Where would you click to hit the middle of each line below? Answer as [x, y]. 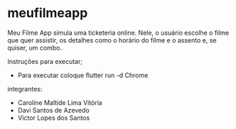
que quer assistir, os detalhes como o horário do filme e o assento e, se [112, 40]
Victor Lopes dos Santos [54, 118]
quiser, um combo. [35, 47]
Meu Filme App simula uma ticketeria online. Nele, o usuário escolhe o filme [118, 33]
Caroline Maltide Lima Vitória [60, 102]
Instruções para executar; [45, 61]
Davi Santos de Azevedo [54, 110]
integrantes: [25, 89]
